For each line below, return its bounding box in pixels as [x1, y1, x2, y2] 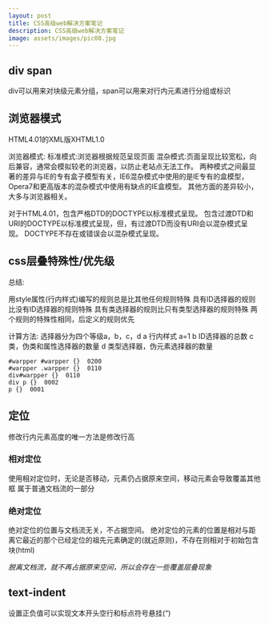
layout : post [8, 11, 52, 20]
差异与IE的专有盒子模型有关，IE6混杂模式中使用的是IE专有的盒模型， [22, 171, 249, 181]
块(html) [8, 546, 35, 555]
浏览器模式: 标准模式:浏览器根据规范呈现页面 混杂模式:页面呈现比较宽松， [8, 151, 250, 161]
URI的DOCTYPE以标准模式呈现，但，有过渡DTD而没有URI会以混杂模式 [8, 218, 242, 228]
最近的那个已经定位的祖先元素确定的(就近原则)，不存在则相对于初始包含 [22, 535, 259, 545]
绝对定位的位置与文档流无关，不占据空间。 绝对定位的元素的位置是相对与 [8, 526, 249, 535]
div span [8, 63, 52, 77]
